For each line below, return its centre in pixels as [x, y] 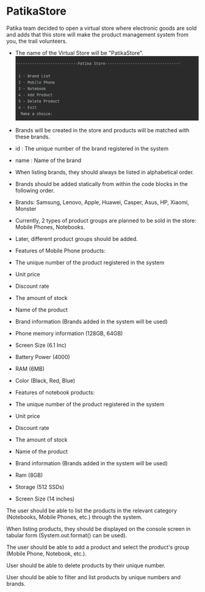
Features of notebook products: [55, 393]
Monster [26, 209]
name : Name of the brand [48, 160]
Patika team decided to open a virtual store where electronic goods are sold [102, 28]
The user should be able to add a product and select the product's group [98, 547]
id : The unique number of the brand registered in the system [92, 149]
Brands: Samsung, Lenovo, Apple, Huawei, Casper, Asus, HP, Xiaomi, [102, 202]
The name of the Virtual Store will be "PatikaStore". [79, 52]
